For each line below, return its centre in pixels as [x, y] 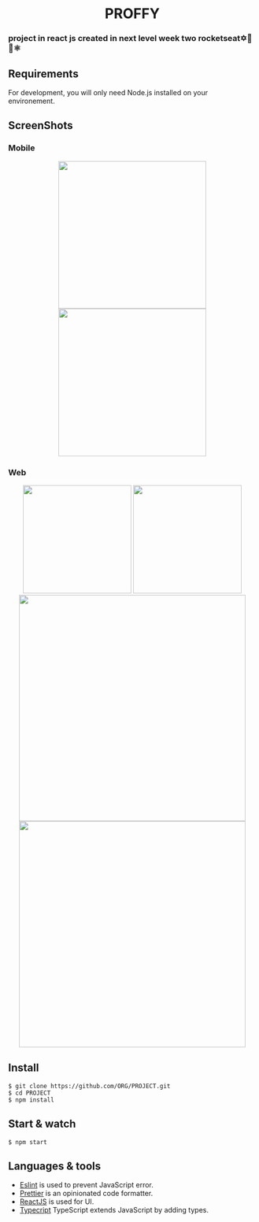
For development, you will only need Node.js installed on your [108, 92]
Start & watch [42, 1124]
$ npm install [31, 1100]
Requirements [43, 74]
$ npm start [28, 1142]
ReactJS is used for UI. [57, 1202]
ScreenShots [41, 126]
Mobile [22, 148]
